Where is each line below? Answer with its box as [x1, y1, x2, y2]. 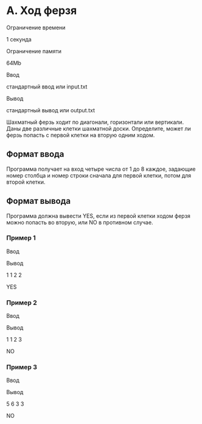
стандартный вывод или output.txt [6, 106, 96, 113]
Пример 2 [6, 298, 38, 307]
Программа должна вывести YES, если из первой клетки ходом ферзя [6, 212, 190, 220]
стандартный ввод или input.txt [6, 83, 88, 90]
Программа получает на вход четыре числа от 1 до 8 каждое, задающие [6, 165, 196, 173]
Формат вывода [6, 196, 71, 206]
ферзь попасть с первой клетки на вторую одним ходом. [6, 131, 155, 138]
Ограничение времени [6, 24, 66, 31]
